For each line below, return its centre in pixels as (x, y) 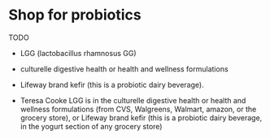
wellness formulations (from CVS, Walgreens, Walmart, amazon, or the (138, 109)
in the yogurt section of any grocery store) (91, 126)
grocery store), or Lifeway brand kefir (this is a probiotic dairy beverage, (141, 117)
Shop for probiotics (75, 15)
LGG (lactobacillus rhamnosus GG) (78, 53)
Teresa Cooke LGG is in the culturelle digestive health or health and (133, 100)
